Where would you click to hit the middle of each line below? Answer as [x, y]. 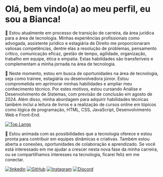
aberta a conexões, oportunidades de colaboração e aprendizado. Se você [80, 144]
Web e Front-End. [23, 115]
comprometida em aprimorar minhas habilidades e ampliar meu [69, 83]
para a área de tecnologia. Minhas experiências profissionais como [72, 38]
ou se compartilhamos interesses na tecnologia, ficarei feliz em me [72, 154]
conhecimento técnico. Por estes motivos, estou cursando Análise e [73, 89]
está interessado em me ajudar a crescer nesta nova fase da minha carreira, [81, 149]
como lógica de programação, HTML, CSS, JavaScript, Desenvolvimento [78, 109]
